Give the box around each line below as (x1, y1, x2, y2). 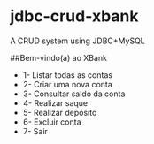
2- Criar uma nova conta (22, 79, 113, 89)
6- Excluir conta (22, 117, 82, 127)
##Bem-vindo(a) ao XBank (10, 52, 107, 63)
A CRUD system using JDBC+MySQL (10, 35, 145, 46)
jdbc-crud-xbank (10, 6, 139, 27)
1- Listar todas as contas (22, 69, 113, 80)
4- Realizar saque (22, 97, 89, 108)
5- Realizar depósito (22, 107, 97, 117)
